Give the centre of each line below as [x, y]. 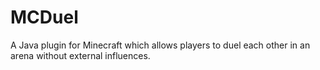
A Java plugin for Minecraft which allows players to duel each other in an [160, 45]
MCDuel [44, 17]
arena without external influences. [80, 55]
